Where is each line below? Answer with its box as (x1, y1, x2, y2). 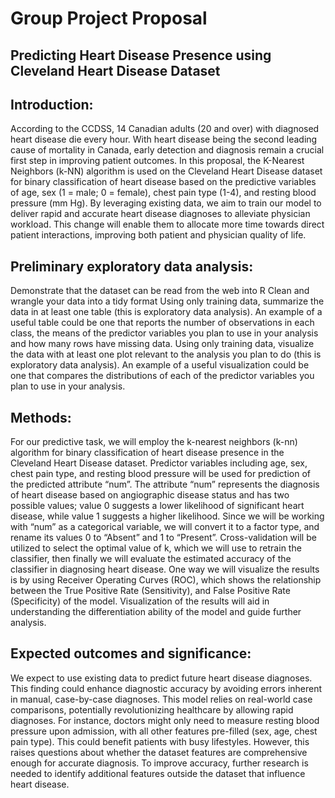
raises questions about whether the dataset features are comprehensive (10, 746, 308, 758)
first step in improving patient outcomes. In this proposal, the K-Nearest (10, 155, 305, 167)
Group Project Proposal (10, 7, 208, 30)
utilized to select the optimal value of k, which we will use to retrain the (10, 542, 302, 554)
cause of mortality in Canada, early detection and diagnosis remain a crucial (10, 144, 325, 156)
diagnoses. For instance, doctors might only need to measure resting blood (10, 714, 320, 726)
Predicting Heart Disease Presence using (10, 47, 272, 64)
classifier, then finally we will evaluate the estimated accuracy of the (10, 553, 292, 565)
